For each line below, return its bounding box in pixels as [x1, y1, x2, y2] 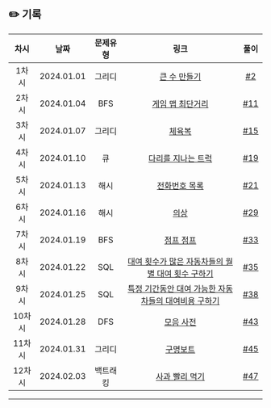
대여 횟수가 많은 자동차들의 [127, 255, 224, 267]
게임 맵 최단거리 [152, 98, 209, 109]
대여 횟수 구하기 [156, 267, 214, 279]
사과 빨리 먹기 [156, 371, 206, 382]
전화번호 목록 [156, 180, 204, 191]
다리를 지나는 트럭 [148, 153, 213, 164]
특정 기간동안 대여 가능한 [127, 283, 216, 294]
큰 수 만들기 [159, 71, 202, 82]
